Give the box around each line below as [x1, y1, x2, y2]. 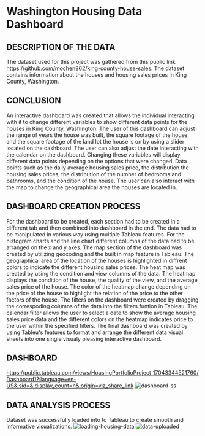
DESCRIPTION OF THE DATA [6, 42, 116, 52]
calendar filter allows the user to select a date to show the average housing [6, 309, 196, 316]
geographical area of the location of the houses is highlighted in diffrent [6, 257, 187, 264]
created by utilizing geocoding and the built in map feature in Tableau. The [6, 250, 195, 257]
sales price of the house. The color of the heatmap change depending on [6, 282, 191, 290]
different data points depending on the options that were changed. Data [6, 157, 187, 165]
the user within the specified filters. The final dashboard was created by [6, 322, 188, 329]
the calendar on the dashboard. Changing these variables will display [6, 150, 181, 158]
